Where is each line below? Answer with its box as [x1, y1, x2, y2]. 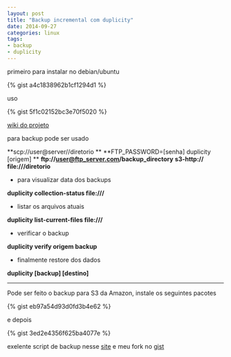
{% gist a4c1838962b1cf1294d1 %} [7, 81, 107, 89]
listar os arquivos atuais [16, 202, 85, 210]
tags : [7, 36, 23, 43]
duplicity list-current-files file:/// [7, 215, 103, 224]
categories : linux [7, 29, 60, 37]
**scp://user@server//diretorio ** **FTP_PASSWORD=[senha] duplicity [7, 147, 211, 156]
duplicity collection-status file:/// [7, 189, 104, 197]
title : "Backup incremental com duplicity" [7, 17, 134, 23]
